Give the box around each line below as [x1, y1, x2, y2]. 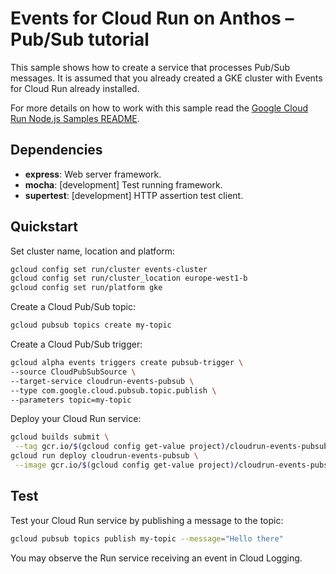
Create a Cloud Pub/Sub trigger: [10, 338, 143, 351]
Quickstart [10, 218, 79, 236]
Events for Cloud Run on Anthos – [10, 7, 295, 30]
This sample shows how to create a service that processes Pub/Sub [10, 61, 291, 73]
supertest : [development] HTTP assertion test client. [24, 189, 244, 201]
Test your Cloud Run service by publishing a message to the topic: [10, 514, 284, 526]
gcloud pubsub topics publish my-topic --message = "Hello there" [10, 533, 284, 544]
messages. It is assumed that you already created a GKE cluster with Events [10, 72, 323, 84]
